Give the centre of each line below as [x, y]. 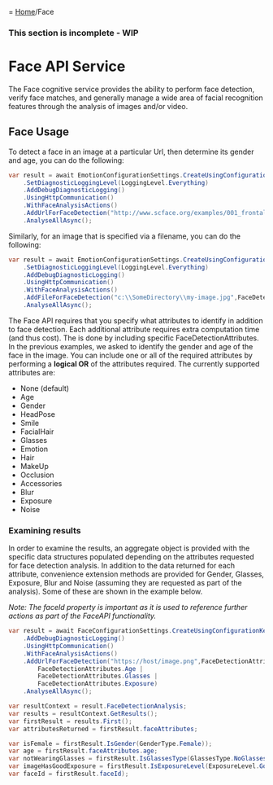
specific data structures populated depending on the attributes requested [131, 557]
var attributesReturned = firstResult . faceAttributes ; [103, 729]
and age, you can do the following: [66, 160]
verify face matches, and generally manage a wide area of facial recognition [136, 98]
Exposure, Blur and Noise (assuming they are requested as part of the [125, 583]
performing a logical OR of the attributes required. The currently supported [134, 364]
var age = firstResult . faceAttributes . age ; [83, 751]
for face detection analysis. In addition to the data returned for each [122, 566]
